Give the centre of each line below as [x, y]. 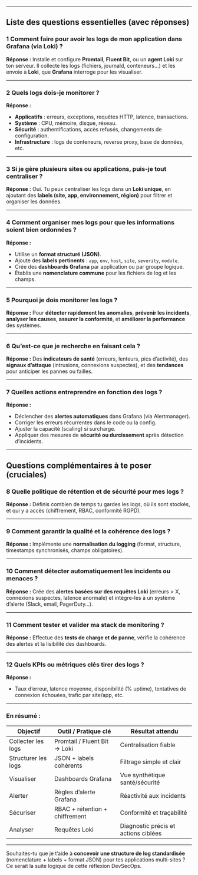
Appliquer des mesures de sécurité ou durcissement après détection [99, 435]
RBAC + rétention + [81, 809]
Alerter [19, 795]
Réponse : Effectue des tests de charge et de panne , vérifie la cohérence [96, 638]
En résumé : [24, 716]
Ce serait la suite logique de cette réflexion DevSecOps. [74, 866]
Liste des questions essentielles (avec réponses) [98, 22]
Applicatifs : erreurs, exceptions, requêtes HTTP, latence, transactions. [101, 117]
